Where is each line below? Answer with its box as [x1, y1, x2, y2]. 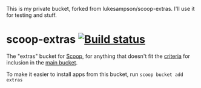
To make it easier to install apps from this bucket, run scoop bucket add [6, 71, 183, 78]
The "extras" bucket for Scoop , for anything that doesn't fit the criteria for [6, 52, 191, 60]
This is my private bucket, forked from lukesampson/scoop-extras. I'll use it [6, 5, 195, 12]
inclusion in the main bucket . [6, 58, 78, 66]
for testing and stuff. [6, 11, 58, 19]
